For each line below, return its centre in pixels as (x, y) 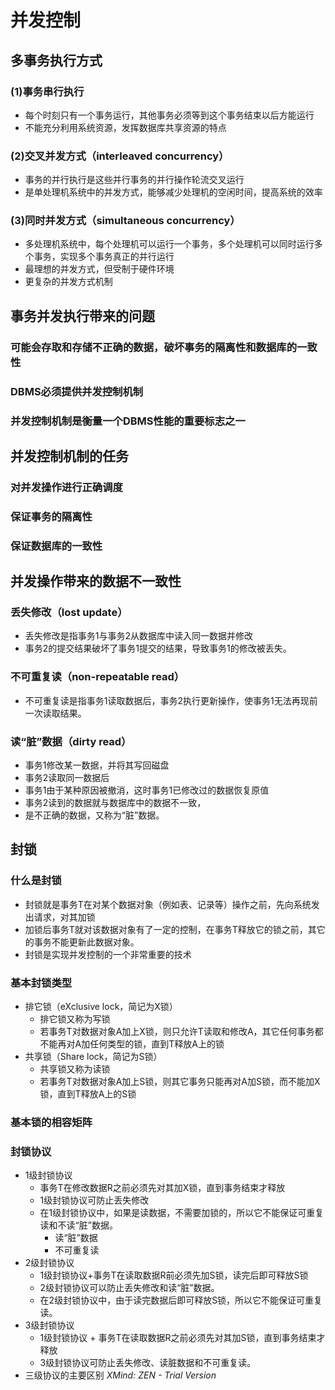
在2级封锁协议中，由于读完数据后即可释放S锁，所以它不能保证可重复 (181, 1300)
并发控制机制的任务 (69, 456)
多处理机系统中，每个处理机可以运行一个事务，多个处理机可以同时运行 (169, 244)
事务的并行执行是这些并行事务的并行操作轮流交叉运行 (134, 180)
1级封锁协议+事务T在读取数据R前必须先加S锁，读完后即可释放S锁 (174, 1275)
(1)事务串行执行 (47, 91)
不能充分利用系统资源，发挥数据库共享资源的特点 (125, 127)
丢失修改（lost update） (69, 613)
